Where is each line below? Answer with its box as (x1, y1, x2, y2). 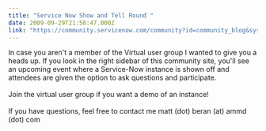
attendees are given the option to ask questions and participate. (8, 73, 217, 83)
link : (8, 26, 26, 34)
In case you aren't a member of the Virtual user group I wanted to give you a (8, 48, 257, 58)
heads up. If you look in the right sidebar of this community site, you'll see (8, 56, 249, 65)
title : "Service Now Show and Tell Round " (8, 11, 154, 20)
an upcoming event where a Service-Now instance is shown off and (8, 65, 230, 74)
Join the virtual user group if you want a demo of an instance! (8, 90, 210, 99)
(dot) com (8, 115, 41, 125)
